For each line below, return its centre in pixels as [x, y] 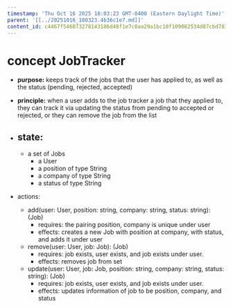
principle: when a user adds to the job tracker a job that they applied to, [120, 100]
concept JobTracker [67, 61]
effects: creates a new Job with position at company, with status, [131, 232]
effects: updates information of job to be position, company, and [130, 291]
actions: [28, 197]
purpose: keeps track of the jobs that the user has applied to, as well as [120, 80]
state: [30, 137]
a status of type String [70, 183]
